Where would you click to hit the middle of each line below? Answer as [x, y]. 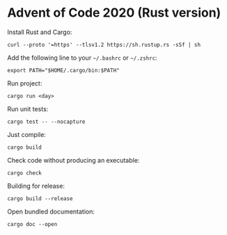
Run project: [25, 83]
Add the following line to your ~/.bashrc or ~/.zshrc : [83, 58]
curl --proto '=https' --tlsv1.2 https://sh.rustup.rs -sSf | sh [104, 44]
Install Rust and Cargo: [40, 32]
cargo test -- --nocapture [46, 122]
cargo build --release [40, 198]
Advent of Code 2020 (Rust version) [114, 13]
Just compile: [27, 134]
